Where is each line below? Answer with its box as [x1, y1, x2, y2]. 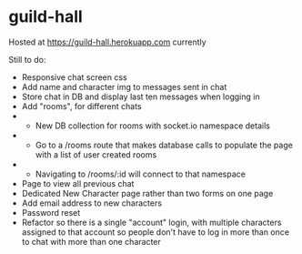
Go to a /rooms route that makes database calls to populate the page [35, 139, 293, 150]
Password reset [21, 207, 81, 218]
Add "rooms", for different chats [21, 100, 142, 111]
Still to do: [8, 54, 46, 65]
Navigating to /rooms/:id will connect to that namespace [35, 168, 247, 179]
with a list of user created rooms [35, 148, 157, 160]
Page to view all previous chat [21, 178, 135, 188]
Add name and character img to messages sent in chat [21, 81, 227, 92]
